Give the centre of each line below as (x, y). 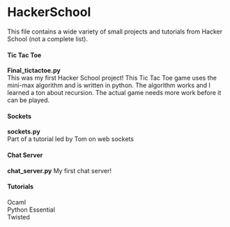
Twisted (18, 217)
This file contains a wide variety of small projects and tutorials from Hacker (115, 31)
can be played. (29, 100)
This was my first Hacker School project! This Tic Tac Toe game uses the (112, 78)
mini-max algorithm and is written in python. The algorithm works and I (109, 85)
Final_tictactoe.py (34, 71)
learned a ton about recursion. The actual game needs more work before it (114, 93)
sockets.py (24, 132)
